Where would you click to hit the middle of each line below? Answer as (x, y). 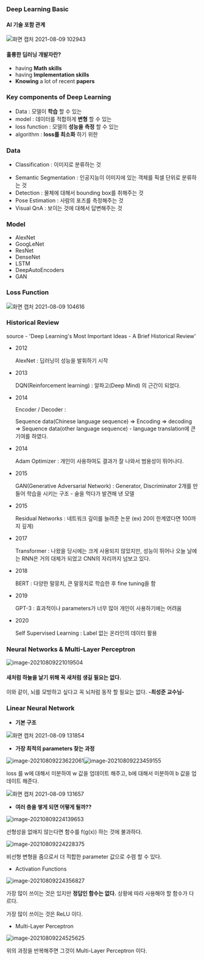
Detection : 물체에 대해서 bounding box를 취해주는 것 (79, 193)
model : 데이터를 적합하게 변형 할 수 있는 (63, 119)
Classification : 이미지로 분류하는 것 (58, 164)
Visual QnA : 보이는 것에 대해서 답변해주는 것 (69, 208)
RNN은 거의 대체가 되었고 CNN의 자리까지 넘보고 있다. (86, 558)
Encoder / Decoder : (40, 409)
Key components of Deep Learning (59, 97)
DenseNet (28, 257)
